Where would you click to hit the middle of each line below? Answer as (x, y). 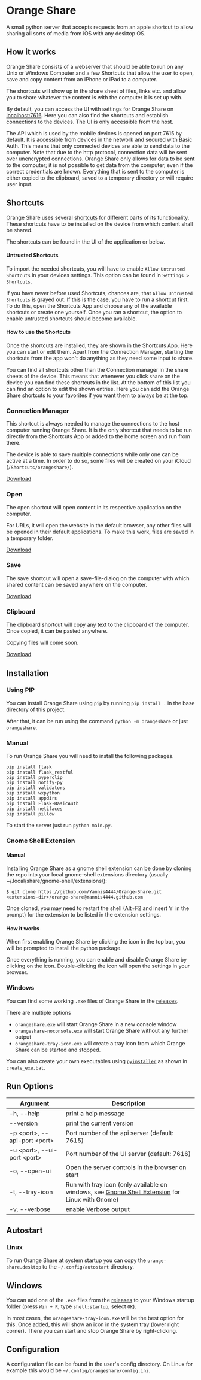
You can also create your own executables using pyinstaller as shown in (97, 1061)
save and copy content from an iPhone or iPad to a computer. (82, 79)
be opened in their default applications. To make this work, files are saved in (100, 532)
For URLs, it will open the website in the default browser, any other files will (99, 525)
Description (129, 1103)
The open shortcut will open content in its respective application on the (94, 507)
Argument (35, 1103)
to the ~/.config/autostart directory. (89, 1267)
